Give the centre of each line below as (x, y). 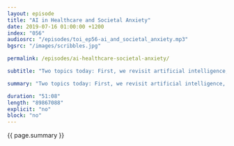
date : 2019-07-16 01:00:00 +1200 (56, 26)
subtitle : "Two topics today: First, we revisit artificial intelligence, (118, 71)
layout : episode (31, 14)
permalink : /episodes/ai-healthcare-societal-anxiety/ (88, 59)
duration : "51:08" (34, 96)
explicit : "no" (29, 109)
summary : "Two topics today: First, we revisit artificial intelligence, (117, 83)
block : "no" (24, 115)
